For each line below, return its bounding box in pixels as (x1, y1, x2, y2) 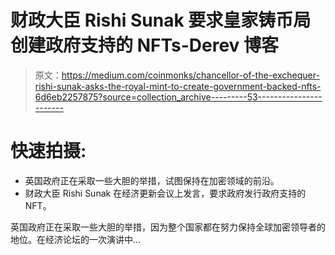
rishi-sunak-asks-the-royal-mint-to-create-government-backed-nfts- (34, 80, 322, 92)
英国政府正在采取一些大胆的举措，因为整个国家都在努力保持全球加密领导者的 (10, 221, 326, 233)
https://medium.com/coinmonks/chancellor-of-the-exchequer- (61, 69, 320, 81)
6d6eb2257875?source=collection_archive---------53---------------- (34, 91, 323, 103)
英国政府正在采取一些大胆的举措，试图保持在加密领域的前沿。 (24, 174, 280, 186)
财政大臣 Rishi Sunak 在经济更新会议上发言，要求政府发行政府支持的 (24, 187, 307, 199)
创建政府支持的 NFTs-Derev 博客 (10, 34, 280, 57)
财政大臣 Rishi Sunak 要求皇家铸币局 (10, 9, 312, 32)
